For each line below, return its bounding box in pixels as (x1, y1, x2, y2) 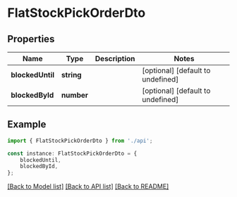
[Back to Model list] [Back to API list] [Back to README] (7, 182, 169, 191)
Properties (7, 33, 55, 45)
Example (7, 118, 47, 131)
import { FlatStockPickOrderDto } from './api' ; (7, 137, 153, 144)
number (61, 90, 89, 100)
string (61, 70, 83, 80)
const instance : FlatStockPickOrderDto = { (7, 150, 138, 157)
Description (95, 54, 135, 63)
